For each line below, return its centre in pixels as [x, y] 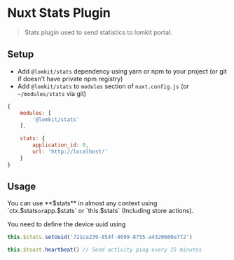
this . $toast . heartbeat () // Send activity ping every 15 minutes [104, 250]
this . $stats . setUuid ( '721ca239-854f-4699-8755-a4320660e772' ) [100, 237]
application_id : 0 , [61, 145]
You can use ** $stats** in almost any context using [82, 203]
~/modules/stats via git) [51, 93]
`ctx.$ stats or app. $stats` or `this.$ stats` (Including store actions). [101, 211]
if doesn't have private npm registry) [70, 78]
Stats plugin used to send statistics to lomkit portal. [98, 32]
